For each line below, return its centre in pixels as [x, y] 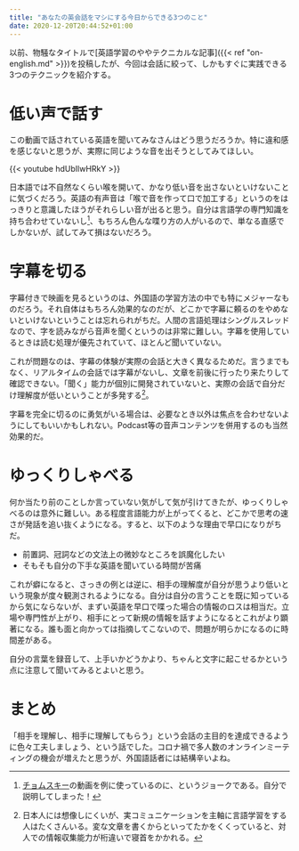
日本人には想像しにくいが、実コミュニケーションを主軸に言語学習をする [154, 815]
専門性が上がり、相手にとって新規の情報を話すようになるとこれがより [153, 617]
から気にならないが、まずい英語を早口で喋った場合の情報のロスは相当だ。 [145, 606]
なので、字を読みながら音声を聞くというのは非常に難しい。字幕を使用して [145, 331]
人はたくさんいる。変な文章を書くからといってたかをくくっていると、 [150, 826]
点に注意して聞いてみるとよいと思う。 [79, 669]
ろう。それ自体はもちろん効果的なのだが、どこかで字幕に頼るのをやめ [153, 309]
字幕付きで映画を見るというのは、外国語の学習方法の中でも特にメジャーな [145, 298]
